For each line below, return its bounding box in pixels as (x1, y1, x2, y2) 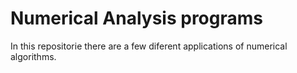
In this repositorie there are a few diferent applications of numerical (10, 40, 288, 52)
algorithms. (10, 50, 57, 62)
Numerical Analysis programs (10, 7, 263, 30)
